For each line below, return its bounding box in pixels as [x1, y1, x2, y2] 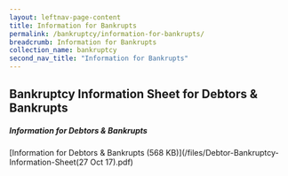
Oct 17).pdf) [90, 157, 133, 168]
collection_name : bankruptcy [9, 46, 117, 55]
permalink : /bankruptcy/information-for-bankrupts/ [9, 29, 204, 38]
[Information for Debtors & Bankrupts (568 [9, 148, 164, 158]
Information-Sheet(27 [9, 157, 89, 168]
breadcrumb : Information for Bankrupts [9, 37, 157, 47]
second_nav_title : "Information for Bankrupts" [9, 54, 189, 63]
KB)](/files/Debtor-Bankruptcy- [165, 148, 279, 158]
